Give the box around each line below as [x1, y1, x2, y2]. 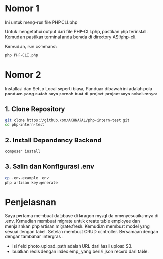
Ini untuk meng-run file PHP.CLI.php [5, 19, 78, 25]
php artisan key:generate [5, 180, 58, 185]
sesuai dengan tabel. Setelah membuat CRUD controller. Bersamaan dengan [5, 228, 159, 234]
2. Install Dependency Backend [5, 136, 102, 144]
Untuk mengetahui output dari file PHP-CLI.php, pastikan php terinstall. [5, 28, 148, 34]
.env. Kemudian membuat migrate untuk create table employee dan [5, 218, 140, 224]
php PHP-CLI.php [5, 52, 38, 58]
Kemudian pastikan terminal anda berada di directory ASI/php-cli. [5, 34, 137, 40]
